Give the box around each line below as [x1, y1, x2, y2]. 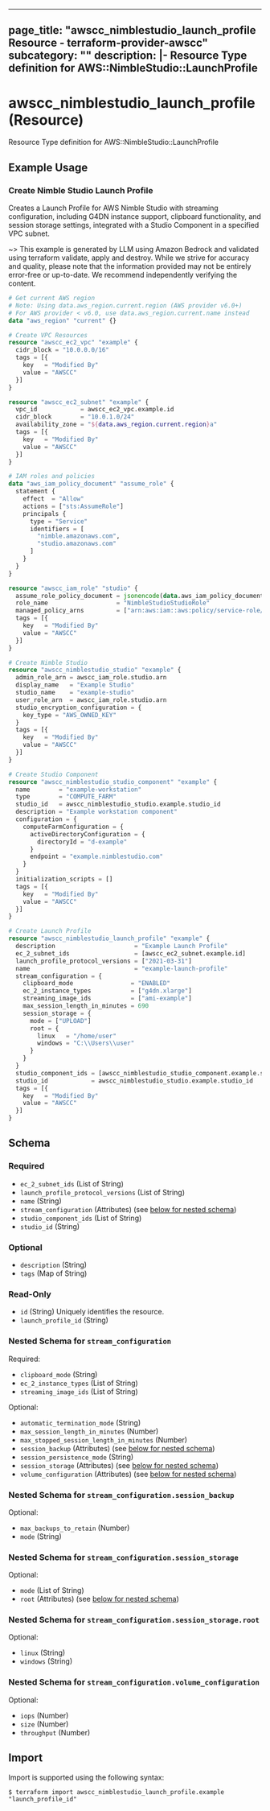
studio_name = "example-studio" [15, 689, 135, 697]
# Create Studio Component [8, 770, 99, 778]
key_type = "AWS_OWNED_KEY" [22, 711, 117, 719]
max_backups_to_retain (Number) [19, 1523, 130, 1533]
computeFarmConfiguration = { [22, 823, 125, 831]
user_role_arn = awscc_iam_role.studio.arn [15, 695, 167, 704]
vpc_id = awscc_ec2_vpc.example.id [15, 406, 174, 414]
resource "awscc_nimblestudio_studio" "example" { [8, 666, 182, 674]
